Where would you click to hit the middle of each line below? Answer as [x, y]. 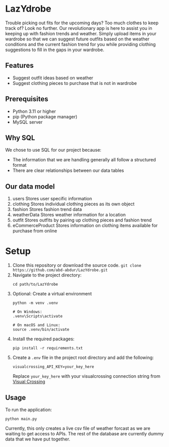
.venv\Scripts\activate [38, 317]
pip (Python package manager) [45, 116]
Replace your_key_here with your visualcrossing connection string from [86, 376]
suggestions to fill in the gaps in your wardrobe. [55, 50]
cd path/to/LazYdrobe [35, 284]
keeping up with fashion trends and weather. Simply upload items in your [81, 33]
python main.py [21, 419]
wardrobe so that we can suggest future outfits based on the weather [77, 39]
